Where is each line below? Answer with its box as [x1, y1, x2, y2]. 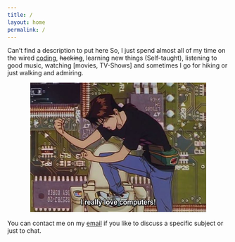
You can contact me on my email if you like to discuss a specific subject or [7, 219, 224, 227]
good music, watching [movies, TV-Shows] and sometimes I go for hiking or [7, 61, 228, 70]
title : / [7, 11, 33, 18]
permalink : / [7, 26, 46, 33]
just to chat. [7, 226, 42, 235]
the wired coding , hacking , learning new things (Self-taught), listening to [7, 53, 217, 63]
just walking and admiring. [7, 69, 84, 77]
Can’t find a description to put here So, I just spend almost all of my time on [7, 46, 226, 55]
